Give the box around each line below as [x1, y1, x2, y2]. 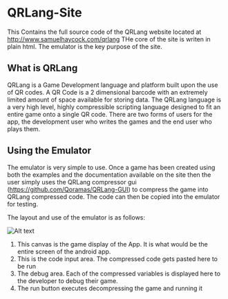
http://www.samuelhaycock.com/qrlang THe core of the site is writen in [7, 35, 211, 43]
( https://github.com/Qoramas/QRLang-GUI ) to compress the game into [7, 185, 209, 193]
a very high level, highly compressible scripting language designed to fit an [7, 102, 221, 111]
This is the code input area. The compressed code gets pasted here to [17, 254, 218, 263]
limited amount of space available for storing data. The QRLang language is [7, 95, 222, 104]
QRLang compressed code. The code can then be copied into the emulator [7, 192, 220, 201]
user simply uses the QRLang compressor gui [7, 177, 137, 186]
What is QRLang [7, 62, 78, 74]
